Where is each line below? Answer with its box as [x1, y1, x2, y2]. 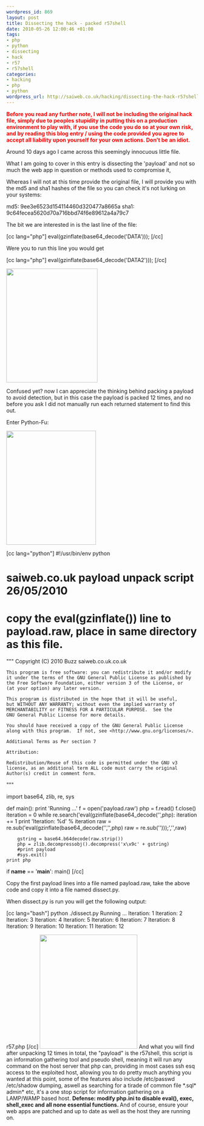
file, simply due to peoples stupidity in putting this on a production [6, 117, 177, 124]
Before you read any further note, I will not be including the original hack [6, 110, 192, 117]
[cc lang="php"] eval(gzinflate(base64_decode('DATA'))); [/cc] [6, 232, 163, 240]
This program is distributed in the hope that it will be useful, [6, 696, 178, 702]
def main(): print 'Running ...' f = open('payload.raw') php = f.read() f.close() [6, 804, 196, 812]
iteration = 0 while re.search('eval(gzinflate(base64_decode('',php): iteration [6, 811, 197, 818]
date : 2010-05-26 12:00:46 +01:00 [6, 26, 94, 32]
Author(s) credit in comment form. [6, 770, 97, 776]
